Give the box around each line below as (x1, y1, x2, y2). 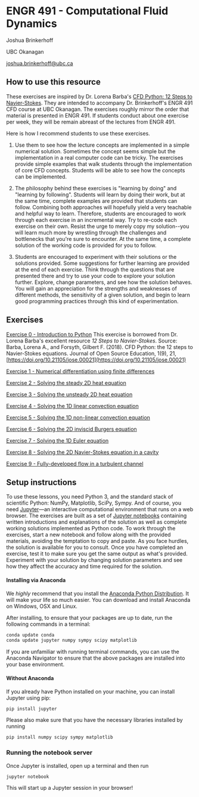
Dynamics (6, 17, 58, 30)
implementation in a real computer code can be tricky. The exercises (14, 154, 184, 161)
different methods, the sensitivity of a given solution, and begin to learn (14, 291, 191, 298)
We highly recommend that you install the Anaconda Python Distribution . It (6, 589, 189, 597)
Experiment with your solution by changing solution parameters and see (6, 557, 183, 564)
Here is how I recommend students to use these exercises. (6, 129, 150, 137)
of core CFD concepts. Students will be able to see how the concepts (14, 166, 185, 174)
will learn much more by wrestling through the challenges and (14, 228, 167, 236)
